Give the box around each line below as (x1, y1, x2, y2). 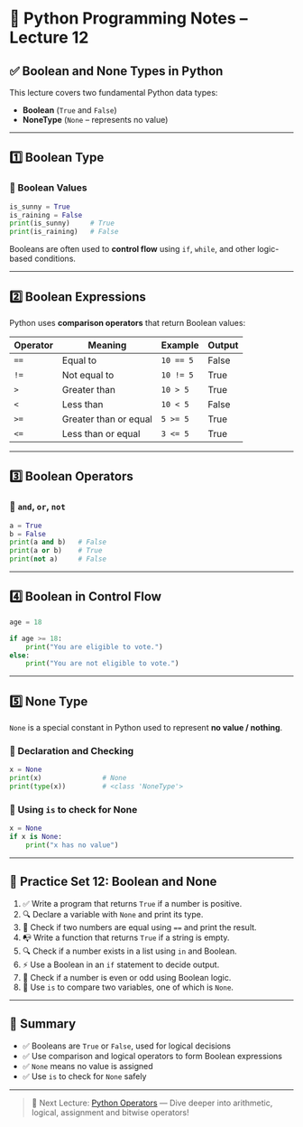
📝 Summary (9, 1016, 77, 1032)
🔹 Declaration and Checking (9, 744, 134, 757)
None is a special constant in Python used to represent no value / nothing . (9, 722, 283, 733)
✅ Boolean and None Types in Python (9, 63, 224, 79)
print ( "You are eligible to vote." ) (25, 642, 164, 651)
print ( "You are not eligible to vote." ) (25, 659, 179, 668)
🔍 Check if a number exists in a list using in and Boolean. (22, 945, 237, 956)
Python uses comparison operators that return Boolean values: (9, 318, 246, 328)
